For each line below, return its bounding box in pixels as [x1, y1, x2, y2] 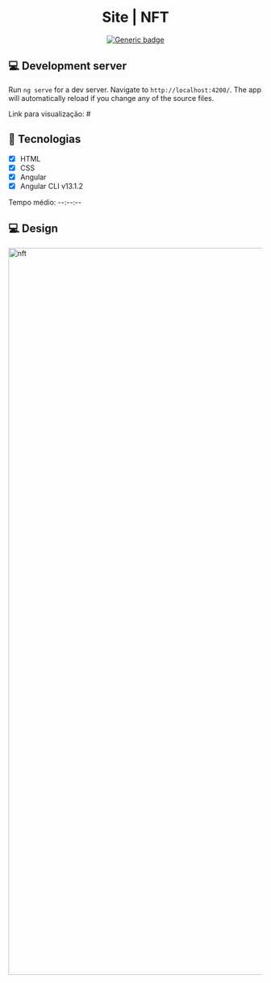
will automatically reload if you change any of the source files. [8, 93, 215, 103]
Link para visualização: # [8, 109, 91, 119]
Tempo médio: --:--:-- [8, 197, 82, 207]
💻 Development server [8, 59, 127, 73]
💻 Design [8, 222, 58, 236]
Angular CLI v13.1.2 [19, 181, 83, 191]
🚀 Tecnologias [8, 132, 81, 146]
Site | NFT [102, 8, 169, 27]
